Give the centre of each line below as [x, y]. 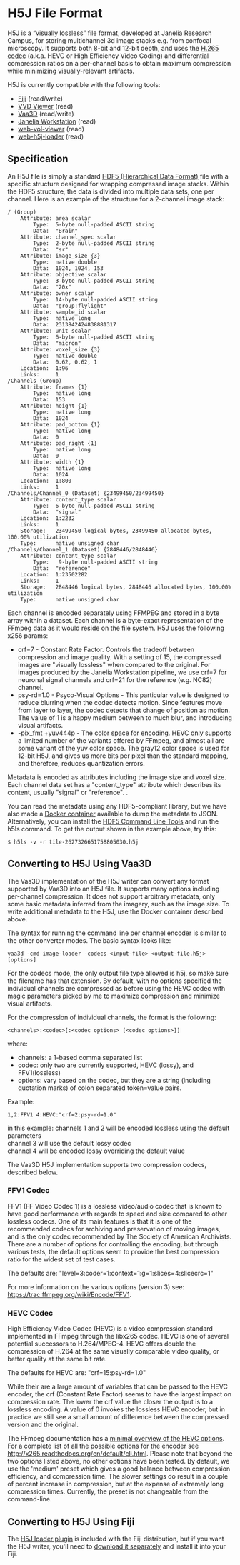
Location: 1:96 [45, 368]
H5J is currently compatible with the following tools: [84, 84]
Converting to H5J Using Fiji [71, 1522]
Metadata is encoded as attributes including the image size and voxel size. [117, 777]
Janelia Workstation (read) [57, 121]
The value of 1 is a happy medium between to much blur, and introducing [125, 717]
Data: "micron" [57, 343]
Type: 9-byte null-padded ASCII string [96, 562]
